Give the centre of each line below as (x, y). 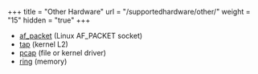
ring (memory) (43, 61)
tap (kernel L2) (44, 44)
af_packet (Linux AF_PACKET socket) (81, 36)
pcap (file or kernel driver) (62, 53)
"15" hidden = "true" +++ (49, 20)
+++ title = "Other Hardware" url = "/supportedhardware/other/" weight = (129, 12)
